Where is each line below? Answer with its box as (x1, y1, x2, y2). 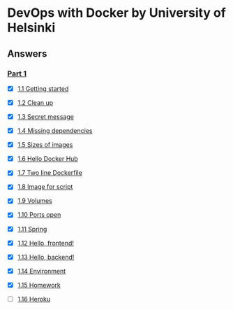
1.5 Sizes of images (17, 141, 73, 149)
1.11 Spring (17, 225, 47, 233)
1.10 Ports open (17, 211, 61, 219)
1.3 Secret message (17, 113, 75, 120)
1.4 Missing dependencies (17, 127, 93, 135)
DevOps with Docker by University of (7, 5, 227, 21)
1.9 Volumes (17, 197, 52, 205)
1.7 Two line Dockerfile (17, 169, 82, 177)
